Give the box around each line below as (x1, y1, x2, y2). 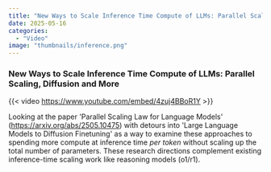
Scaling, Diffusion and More (8, 78, 119, 89)
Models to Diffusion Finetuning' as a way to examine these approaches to (8, 129, 252, 139)
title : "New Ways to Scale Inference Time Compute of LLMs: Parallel (8, 11, 248, 20)
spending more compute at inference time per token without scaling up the (8, 137, 256, 147)
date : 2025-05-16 (8, 19, 67, 27)
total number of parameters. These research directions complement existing (8, 146, 262, 156)
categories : (8, 27, 48, 35)
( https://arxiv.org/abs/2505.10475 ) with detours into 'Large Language (8, 121, 239, 130)
